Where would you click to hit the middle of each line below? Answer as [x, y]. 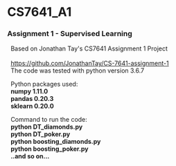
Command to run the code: [49, 120]
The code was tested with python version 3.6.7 [77, 71]
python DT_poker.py [40, 134]
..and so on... [30, 156]
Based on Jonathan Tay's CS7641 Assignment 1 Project [89, 48]
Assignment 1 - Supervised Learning [70, 34]
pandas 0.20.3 [32, 99]
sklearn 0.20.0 [32, 106]
